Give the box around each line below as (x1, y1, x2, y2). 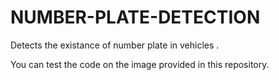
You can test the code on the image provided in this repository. (10, 58, 270, 70)
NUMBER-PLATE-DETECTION (10, 6, 261, 29)
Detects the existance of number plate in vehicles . (10, 39, 220, 51)
